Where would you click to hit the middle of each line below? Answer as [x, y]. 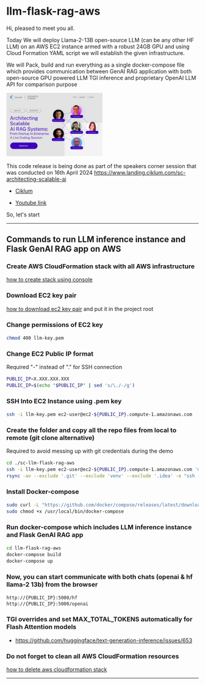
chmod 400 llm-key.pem [35, 338]
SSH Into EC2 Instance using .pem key [64, 401]
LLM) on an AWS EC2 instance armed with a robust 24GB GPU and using [98, 46]
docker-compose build [34, 555]
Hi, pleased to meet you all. [41, 28]
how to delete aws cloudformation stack [57, 669]
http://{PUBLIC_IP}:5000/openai [47, 604]
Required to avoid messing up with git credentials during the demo [90, 451]
